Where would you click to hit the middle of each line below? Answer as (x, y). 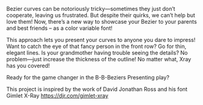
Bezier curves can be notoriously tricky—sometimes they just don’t (91, 9)
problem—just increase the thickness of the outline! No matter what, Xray (99, 59)
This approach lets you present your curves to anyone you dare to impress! (101, 40)
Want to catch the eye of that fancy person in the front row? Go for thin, (96, 46)
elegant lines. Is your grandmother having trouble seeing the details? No (97, 53)
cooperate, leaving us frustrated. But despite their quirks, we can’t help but (101, 15)
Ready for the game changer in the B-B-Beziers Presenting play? (88, 77)
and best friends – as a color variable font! (60, 28)
